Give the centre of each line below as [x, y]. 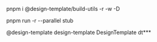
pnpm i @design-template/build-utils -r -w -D [63, 9]
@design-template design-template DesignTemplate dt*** [79, 32]
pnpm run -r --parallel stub [40, 20]
